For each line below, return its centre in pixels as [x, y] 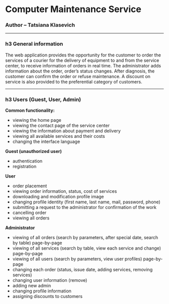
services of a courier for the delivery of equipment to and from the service [82, 60]
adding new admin [32, 286]
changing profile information [42, 291]
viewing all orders [31, 218]
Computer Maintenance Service [73, 9]
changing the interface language [46, 141]
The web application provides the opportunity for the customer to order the [83, 55]
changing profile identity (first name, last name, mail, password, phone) [87, 202]
